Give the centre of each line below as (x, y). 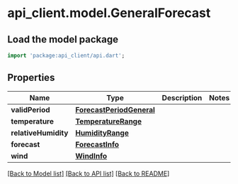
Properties (31, 78)
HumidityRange (102, 133)
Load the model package (63, 39)
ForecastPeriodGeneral (115, 109)
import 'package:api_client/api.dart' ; (66, 55)
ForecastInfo (97, 144)
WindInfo (91, 156)
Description (182, 97)
